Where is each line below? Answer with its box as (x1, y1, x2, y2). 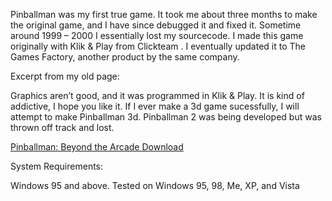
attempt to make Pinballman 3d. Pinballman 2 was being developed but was (10, 111, 322, 123)
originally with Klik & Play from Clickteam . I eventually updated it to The (10, 40, 306, 52)
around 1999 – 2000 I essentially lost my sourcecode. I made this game (10, 30, 304, 41)
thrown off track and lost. (10, 122, 115, 133)
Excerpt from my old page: (10, 70, 120, 82)
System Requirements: (10, 160, 104, 172)
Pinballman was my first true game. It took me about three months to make (10, 9, 318, 20)
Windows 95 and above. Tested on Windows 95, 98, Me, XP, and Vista (10, 180, 300, 191)
